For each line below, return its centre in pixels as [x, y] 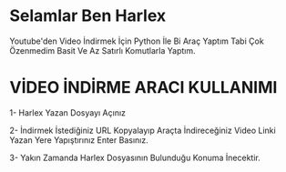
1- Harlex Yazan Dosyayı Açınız [67, 112]
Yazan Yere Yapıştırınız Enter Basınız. [79, 140]
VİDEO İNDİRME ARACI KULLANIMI [143, 88]
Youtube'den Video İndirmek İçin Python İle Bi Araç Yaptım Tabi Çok [137, 41]
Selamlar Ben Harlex [88, 16]
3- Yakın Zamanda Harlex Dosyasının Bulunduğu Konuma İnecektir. [135, 157]
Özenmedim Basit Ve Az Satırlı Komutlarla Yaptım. [102, 50]
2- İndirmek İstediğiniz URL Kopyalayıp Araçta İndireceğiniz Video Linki [143, 130]
